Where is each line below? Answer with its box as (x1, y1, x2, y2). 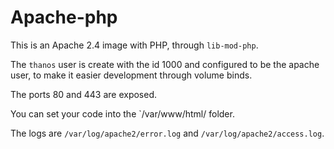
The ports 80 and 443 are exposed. (10, 88, 158, 100)
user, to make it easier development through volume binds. (10, 69, 253, 81)
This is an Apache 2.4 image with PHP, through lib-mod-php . (10, 39, 259, 51)
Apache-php (10, 6, 118, 29)
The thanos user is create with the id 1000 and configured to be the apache (10, 58, 320, 70)
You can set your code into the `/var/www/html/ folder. (10, 107, 235, 120)
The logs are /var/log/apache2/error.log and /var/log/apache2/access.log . (10, 127, 325, 139)
